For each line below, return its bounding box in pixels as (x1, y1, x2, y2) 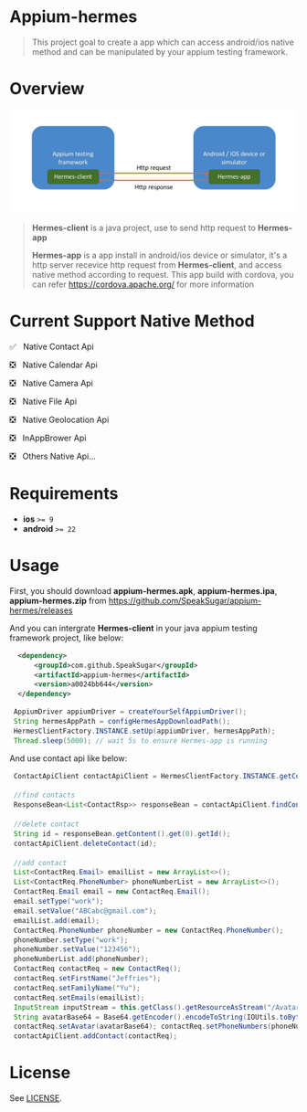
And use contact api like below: (9, 752, 128, 764)
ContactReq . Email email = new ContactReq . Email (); (13, 887, 210, 896)
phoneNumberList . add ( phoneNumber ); (13, 955, 149, 964)
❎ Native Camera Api (9, 377, 94, 388)
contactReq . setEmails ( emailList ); (13, 993, 145, 1002)
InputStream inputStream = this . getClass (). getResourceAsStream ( (13, 1002, 268, 1011)
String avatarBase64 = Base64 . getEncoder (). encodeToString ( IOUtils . (13, 1012, 281, 1022)
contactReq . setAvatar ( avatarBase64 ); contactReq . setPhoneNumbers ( (13, 1022, 272, 1032)
